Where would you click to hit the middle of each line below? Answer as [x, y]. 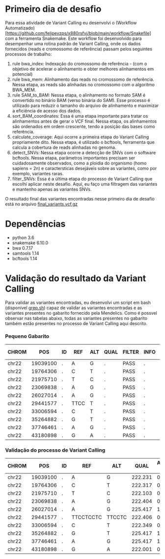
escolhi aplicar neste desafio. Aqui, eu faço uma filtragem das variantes [85, 184]
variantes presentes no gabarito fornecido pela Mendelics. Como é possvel [81, 313]
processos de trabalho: [28, 54]
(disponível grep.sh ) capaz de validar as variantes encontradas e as [74, 308]
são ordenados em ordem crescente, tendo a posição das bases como [84, 126]
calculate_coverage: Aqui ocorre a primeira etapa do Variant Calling [81, 137]
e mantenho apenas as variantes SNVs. [52, 189]
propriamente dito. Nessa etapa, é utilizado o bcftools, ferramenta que [83, 142]
